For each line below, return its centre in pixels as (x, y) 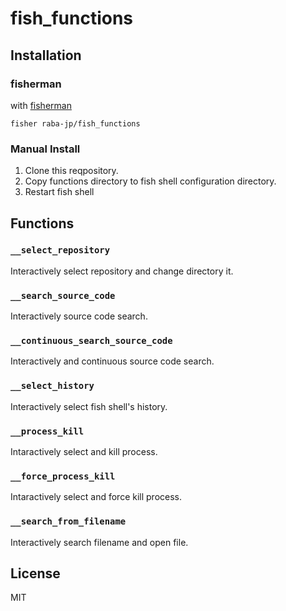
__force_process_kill (63, 476)
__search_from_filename (68, 521)
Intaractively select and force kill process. (96, 497)
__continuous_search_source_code (91, 341)
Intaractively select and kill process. (84, 452)
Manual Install (45, 149)
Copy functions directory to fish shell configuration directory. (150, 181)
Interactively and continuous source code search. (112, 361)
